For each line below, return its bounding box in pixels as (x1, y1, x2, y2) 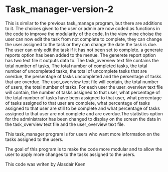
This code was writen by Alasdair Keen (5, 161, 86, 167)
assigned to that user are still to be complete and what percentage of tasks (5, 105, 160, 111)
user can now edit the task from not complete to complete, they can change (5, 36, 162, 42)
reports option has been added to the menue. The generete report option (5, 52, 156, 58)
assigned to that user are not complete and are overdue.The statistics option (5, 110, 163, 116)
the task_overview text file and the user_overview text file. (5, 121, 125, 127)
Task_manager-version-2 (5, 4, 114, 15)
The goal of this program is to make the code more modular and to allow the (5, 146, 162, 152)
